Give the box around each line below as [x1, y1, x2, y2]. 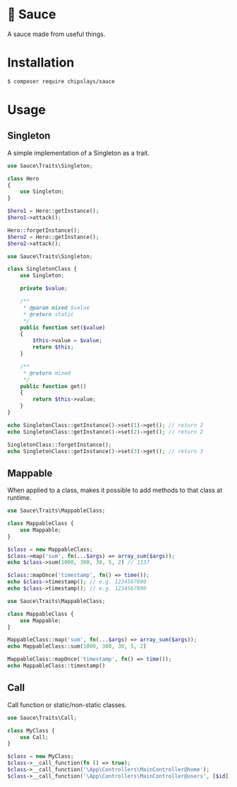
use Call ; [20, 733, 49, 741]
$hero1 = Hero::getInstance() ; [7, 208, 99, 215]
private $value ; [20, 285, 68, 292]
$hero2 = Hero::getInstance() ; [7, 233, 99, 240]
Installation [7, 54, 75, 71]
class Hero [7, 175, 39, 182]
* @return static [23, 310, 74, 317]
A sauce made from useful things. [7, 30, 106, 38]
